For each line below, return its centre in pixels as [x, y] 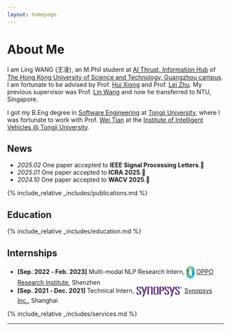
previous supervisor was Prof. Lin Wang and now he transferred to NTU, [109, 92]
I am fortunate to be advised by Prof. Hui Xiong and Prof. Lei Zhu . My [104, 84]
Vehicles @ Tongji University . [48, 127]
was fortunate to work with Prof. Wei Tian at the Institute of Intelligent [105, 120]
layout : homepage [32, 14]
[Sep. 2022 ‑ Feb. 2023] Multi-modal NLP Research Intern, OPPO [115, 271]
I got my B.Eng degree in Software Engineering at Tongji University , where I [113, 112]
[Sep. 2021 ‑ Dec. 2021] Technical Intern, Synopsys [114, 291]
